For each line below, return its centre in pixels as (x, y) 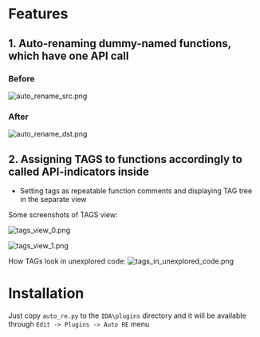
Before (22, 78)
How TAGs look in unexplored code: (67, 261)
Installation (46, 293)
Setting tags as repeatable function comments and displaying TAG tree (136, 190)
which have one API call (69, 56)
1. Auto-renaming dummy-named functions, (120, 44)
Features (38, 14)
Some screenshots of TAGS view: (63, 214)
